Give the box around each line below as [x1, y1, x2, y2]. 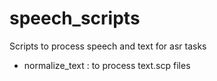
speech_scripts [9, 7, 141, 30]
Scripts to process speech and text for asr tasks [9, 40, 207, 52]
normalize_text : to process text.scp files [23, 59, 191, 71]
